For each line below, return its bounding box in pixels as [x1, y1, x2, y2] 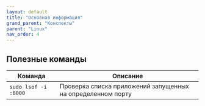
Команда [17, 71, 46, 80]
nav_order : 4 [6, 31, 40, 38]
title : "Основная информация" [6, 15, 84, 21]
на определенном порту [59, 89, 132, 98]
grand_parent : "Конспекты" [6, 20, 75, 26]
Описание [112, 71, 143, 80]
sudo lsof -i [9, 83, 48, 90]
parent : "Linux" [6, 25, 48, 32]
